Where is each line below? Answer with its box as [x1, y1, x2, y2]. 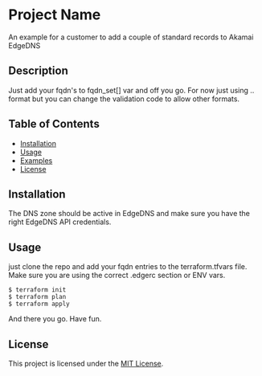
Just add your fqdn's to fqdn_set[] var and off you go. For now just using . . [8, 85, 255, 95]
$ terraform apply [8, 300, 70, 309]
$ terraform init [8, 286, 67, 294]
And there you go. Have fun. [8, 314, 102, 324]
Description [8, 64, 68, 78]
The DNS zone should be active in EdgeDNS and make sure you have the [8, 209, 251, 219]
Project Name [8, 6, 101, 24]
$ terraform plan [8, 293, 67, 301]
